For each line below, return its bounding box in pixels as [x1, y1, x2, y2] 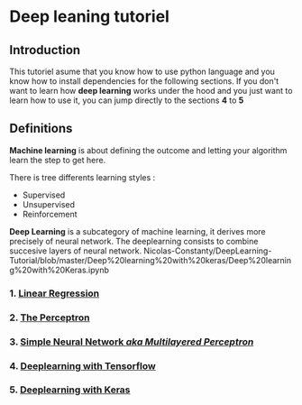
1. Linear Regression [9, 287, 100, 299]
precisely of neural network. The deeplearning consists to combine [9, 235, 259, 246]
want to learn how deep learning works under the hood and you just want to [9, 86, 293, 96]
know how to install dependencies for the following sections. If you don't [9, 76, 279, 87]
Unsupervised [22, 198, 75, 209]
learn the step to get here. [9, 154, 106, 165]
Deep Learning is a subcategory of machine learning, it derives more [9, 226, 266, 236]
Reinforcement [22, 208, 78, 219]
